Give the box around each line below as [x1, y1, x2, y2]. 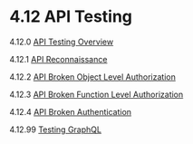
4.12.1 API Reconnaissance [9, 53, 108, 64]
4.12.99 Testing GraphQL [9, 124, 102, 135]
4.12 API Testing [9, 6, 133, 27]
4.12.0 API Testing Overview [9, 36, 114, 47]
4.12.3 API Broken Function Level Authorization [9, 89, 184, 100]
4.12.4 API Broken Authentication [9, 106, 132, 117]
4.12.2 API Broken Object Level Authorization [9, 71, 177, 82]
